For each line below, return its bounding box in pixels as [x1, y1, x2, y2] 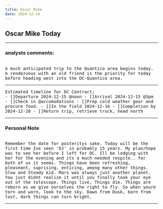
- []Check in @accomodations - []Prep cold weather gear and [5, 99, 154, 104]
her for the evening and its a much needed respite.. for [5, 155, 146, 161]
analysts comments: [5, 49, 54, 56]
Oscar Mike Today [5, 30, 61, 38]
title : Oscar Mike [5, 7, 42, 12]
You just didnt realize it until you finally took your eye [5, 175, 151, 180]
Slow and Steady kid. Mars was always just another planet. [5, 170, 151, 175]
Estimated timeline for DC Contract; [5, 89, 95, 94]
